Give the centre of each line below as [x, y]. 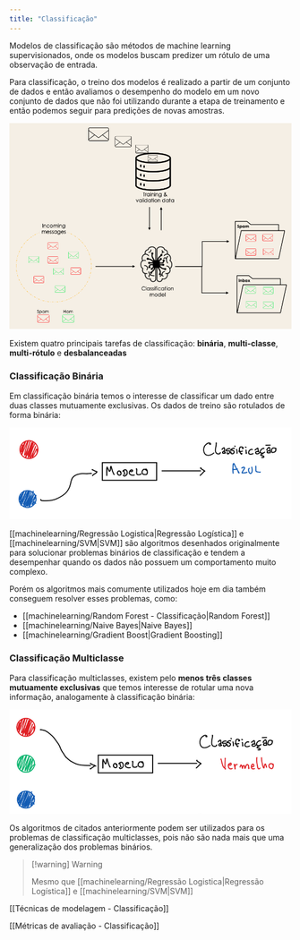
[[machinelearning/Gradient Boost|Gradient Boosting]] [122, 635]
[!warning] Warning [67, 865]
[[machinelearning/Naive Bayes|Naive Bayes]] [107, 626]
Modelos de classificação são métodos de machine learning [120, 46]
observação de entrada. [54, 64]
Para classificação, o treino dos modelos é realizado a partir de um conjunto [150, 81]
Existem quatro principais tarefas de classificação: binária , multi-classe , [144, 344]
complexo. [29, 572]
